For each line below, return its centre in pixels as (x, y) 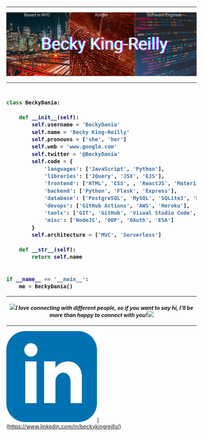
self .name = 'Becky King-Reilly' (80, 132)
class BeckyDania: (33, 103)
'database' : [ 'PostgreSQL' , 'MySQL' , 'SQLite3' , (117, 198)
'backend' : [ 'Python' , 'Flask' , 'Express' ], (111, 191)
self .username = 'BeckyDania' (76, 125)
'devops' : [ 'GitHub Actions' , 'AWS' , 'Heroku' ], (117, 206)
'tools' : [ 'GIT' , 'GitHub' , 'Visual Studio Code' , (120, 213)
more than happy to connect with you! (98, 315)
